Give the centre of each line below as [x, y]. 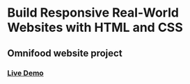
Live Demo [25, 73]
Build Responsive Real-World [93, 13]
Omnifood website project [65, 53]
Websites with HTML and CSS [95, 27]
